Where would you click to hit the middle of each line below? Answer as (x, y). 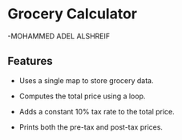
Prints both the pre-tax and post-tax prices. (91, 127)
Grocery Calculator (73, 14)
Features (30, 61)
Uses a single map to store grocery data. (86, 80)
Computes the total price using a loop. (82, 96)
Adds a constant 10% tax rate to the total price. (97, 111)
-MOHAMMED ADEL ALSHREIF (59, 36)
